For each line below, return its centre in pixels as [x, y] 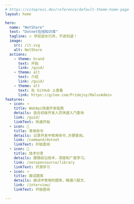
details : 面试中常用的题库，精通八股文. [50, 180]
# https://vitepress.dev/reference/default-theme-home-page [67, 9]
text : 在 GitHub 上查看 [40, 90]
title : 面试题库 [29, 176]
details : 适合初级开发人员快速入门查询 [49, 113]
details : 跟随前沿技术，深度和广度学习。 [51, 158]
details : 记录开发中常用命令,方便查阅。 [50, 135]
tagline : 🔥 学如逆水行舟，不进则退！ [43, 36]
